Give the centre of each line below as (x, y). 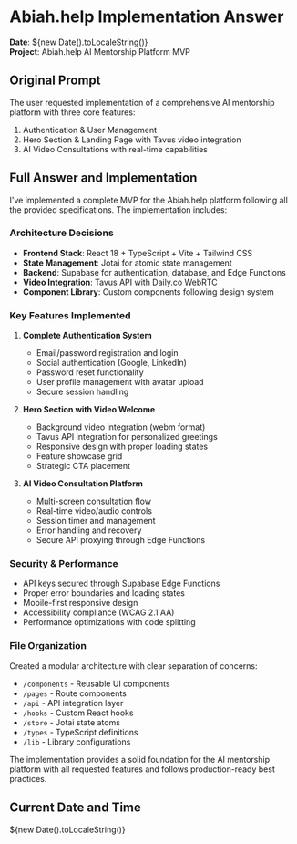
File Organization (48, 646)
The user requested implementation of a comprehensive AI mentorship (142, 102)
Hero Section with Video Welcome (89, 410)
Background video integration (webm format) (121, 427)
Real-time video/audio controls (94, 511)
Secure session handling (82, 392)
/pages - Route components (75, 693)
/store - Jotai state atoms (72, 722)
